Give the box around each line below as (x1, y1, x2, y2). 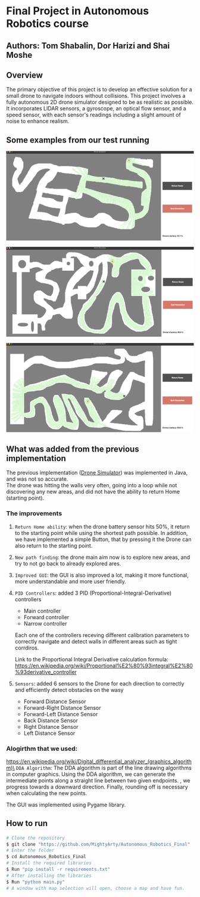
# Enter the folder (6, 847, 55, 853)
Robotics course (6, 17, 89, 30)
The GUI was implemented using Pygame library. (6, 801, 126, 808)
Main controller (23, 607, 61, 614)
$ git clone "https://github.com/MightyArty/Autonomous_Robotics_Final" (6, 841, 190, 847)
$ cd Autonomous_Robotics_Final (6, 854, 86, 860)
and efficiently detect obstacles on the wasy (14, 686, 124, 693)
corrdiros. (14, 644, 39, 651)
